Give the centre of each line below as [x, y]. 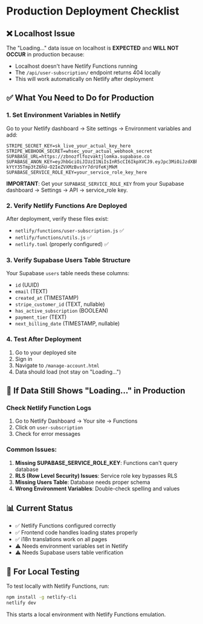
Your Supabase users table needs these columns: [68, 273]
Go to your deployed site [46, 353]
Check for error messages [47, 434]
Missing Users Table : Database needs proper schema [82, 482]
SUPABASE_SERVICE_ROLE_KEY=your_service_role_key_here [77, 172]
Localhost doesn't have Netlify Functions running [76, 66]
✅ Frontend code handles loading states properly [76, 533]
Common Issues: [32, 450]
